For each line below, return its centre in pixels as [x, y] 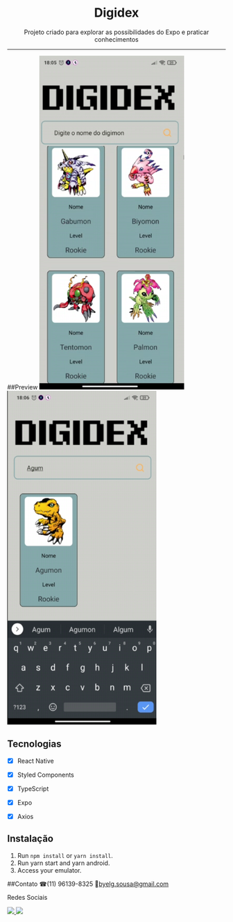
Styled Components [46, 775]
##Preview [23, 387]
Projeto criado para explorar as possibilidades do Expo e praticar [116, 32]
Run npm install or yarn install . [65, 855]
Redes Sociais [27, 897]
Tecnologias [34, 744]
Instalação [31, 839]
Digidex [116, 13]
